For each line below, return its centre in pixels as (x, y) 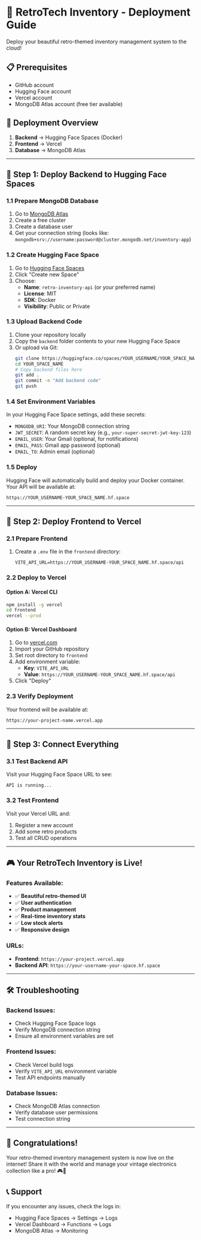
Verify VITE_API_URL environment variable (66, 1071)
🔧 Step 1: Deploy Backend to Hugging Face (87, 174)
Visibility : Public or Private (57, 306)
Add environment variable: (48, 662)
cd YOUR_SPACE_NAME (39, 364)
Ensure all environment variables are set (64, 1036)
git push (26, 386)
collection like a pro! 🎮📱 (36, 1171)
